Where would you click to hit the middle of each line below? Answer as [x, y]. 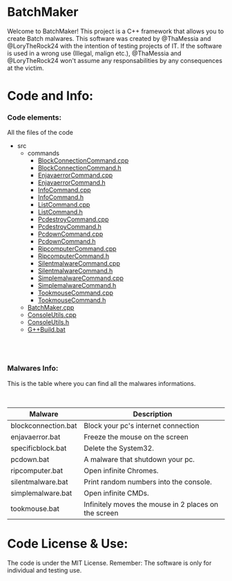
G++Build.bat [46, 330]
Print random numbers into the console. [148, 481]
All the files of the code [40, 133]
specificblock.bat [39, 448]
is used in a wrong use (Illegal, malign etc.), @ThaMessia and [94, 53]
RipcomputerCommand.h [73, 256]
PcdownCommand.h [67, 241]
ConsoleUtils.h [48, 322]
